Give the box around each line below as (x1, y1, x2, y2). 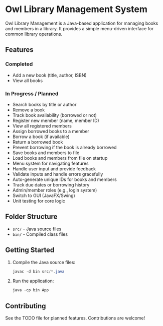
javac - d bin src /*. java (12, 269, 65, 274)
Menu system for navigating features (12, 160, 89, 166)
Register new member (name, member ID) (12, 117, 99, 123)
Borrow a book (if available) (12, 134, 70, 140)
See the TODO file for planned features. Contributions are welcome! (5, 315, 145, 321)
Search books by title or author (12, 101, 77, 107)
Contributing (5, 301, 46, 310)
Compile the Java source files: (12, 259, 76, 265)
